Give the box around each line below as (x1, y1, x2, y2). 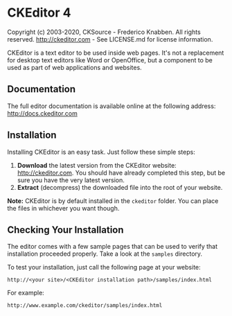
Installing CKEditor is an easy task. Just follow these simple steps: (7, 148, 195, 156)
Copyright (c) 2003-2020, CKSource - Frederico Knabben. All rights (7, 28, 201, 36)
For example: (7, 289, 45, 297)
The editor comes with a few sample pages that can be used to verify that (7, 243, 218, 251)
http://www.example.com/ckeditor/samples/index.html (7, 302, 163, 309)
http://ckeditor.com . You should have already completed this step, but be (17, 168, 226, 177)
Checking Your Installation (7, 224, 124, 236)
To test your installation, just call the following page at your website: (7, 263, 201, 272)
